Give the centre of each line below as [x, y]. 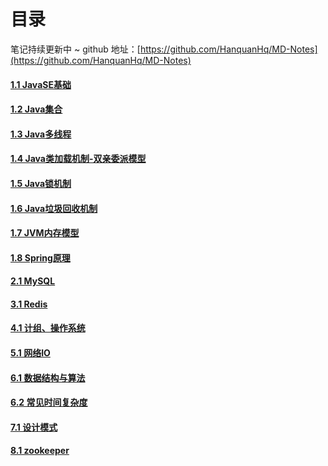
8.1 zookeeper [40, 451]
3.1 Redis [29, 304]
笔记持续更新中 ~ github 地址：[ [75, 49]
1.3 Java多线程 [41, 134]
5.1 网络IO [30, 353]
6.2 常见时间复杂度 [49, 402]
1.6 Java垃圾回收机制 [54, 208]
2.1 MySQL [33, 281]
